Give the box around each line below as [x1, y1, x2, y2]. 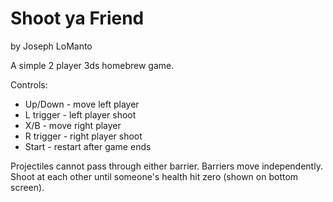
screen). [10, 181, 45, 193]
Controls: [10, 78, 48, 91]
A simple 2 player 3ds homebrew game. [10, 59, 175, 71]
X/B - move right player [24, 119, 122, 131]
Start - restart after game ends [24, 140, 152, 152]
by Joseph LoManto [10, 40, 93, 52]
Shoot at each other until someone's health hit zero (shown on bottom [10, 170, 299, 182]
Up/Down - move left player [24, 98, 140, 110]
